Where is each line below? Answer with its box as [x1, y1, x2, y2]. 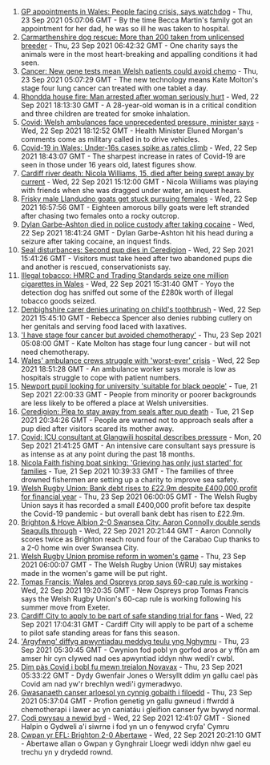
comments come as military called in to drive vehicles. [20, 135, 200, 143]
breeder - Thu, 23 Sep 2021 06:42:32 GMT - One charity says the [20, 41, 239, 50]
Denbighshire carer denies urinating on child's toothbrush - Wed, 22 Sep [20, 304, 261, 314]
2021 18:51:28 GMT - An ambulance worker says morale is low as [20, 364, 236, 373]
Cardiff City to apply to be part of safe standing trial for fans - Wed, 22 [20, 611, 254, 620]
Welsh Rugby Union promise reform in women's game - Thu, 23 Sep [20, 552, 247, 561]
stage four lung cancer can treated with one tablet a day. [20, 83, 209, 93]
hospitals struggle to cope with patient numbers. [20, 372, 181, 382]
